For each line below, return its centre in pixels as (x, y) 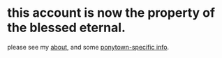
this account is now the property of (111, 13)
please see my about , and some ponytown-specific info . (88, 47)
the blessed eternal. (66, 28)
